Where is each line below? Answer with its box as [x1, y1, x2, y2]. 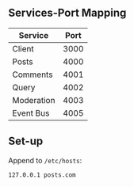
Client [12, 43, 34, 54]
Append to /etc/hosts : [8, 155, 82, 165]
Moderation [12, 94, 56, 105]
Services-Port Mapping [8, 6, 127, 20]
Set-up [8, 135, 44, 148]
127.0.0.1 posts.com [8, 170, 77, 179]
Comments [12, 69, 53, 80]
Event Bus [12, 107, 50, 118]
